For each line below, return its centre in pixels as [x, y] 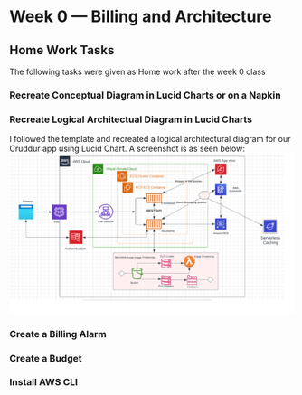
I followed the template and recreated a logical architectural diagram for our [150, 139]
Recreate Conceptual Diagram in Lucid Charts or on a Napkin [146, 95]
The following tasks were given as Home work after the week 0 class [137, 71]
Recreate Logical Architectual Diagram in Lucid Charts [131, 119]
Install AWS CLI [44, 382]
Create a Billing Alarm [58, 334]
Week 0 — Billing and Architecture [141, 17]
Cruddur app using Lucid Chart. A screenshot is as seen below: [127, 149]
